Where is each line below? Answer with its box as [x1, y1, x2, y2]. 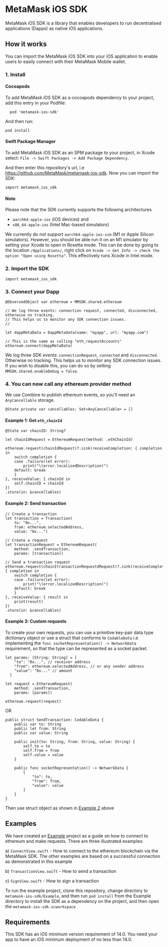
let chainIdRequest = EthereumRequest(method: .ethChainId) [5, 437, 133, 442]
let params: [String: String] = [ [5, 655, 77, 660]
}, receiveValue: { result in [5, 595, 68, 600]
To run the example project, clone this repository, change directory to [5, 887, 148, 893]
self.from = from [23, 748, 59, 753]
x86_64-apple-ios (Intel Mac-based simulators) [12, 222, 109, 228]
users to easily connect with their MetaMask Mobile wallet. [5, 59, 126, 65]
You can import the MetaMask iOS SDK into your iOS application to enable [5, 53, 158, 59]
